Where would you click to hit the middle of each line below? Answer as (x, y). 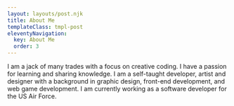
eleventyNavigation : (38, 33)
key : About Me (34, 40)
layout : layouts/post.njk (45, 14)
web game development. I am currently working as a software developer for (117, 89)
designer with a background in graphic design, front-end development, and (116, 81)
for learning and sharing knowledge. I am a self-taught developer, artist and (117, 74)
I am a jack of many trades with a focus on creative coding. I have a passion (117, 66)
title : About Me (31, 20)
